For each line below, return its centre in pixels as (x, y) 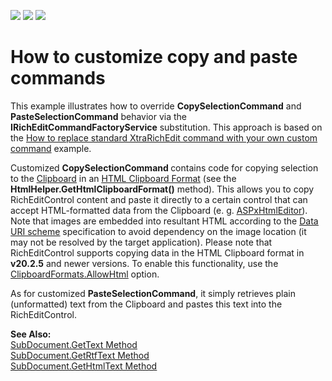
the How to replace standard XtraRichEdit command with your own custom (164, 137)
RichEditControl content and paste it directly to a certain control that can (159, 199)
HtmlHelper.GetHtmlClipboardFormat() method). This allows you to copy (162, 189)
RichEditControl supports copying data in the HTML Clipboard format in (157, 252)
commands (58, 78)
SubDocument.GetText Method (74, 344)
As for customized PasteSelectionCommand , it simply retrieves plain (153, 293)
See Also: (31, 334)
